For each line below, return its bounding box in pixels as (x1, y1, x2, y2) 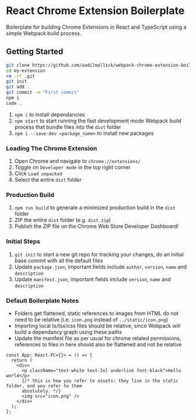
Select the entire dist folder (14, 176, 82, 183)
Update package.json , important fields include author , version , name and (14, 263, 187, 270)
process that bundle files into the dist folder (14, 123, 121, 130)
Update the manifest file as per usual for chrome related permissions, (14, 334, 181, 342)
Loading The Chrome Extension (6, 144, 97, 152)
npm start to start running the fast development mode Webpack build (14, 117, 182, 124)
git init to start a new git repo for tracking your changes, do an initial (14, 251, 184, 258)
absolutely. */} (21, 388, 61, 394)
